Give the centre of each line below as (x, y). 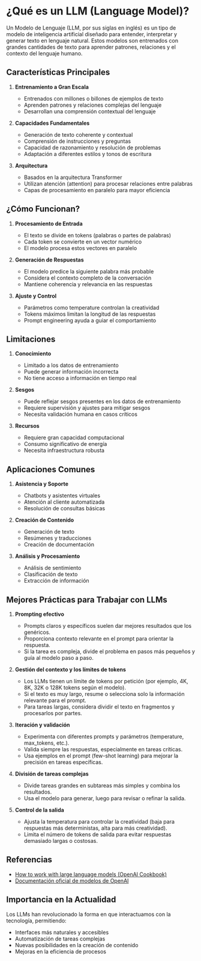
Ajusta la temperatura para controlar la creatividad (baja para (99, 822)
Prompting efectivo (40, 614)
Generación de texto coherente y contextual (78, 134)
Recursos (27, 426)
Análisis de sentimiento (52, 568)
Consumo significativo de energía (65, 444)
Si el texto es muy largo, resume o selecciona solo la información (104, 694)
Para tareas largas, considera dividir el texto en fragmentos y (99, 707)
